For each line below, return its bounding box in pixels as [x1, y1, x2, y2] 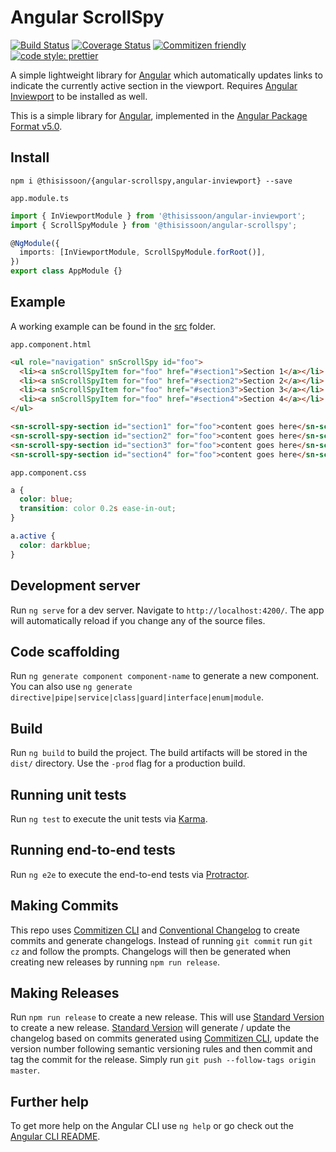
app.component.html [10, 339, 92, 350]
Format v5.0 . [10, 120, 63, 132]
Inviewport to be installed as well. [10, 90, 148, 102]
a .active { [10, 531, 56, 541]
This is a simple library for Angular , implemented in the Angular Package [10, 109, 308, 121]
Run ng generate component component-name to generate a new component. [10, 670, 320, 682]
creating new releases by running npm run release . [10, 956, 220, 968]
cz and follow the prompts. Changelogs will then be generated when [10, 945, 292, 957]
